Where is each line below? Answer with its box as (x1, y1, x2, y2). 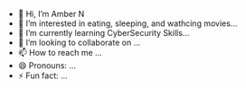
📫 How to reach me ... (17, 48, 102, 57)
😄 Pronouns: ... (17, 60, 77, 71)
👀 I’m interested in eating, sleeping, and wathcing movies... (17, 18, 238, 29)
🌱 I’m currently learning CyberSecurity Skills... (17, 28, 190, 38)
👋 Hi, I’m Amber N (17, 9, 85, 19)
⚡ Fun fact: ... (17, 70, 68, 81)
